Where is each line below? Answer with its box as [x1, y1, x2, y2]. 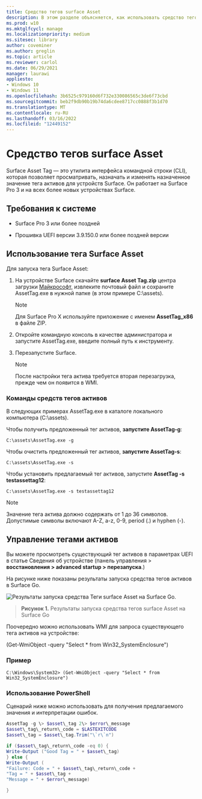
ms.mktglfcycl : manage [6, 25, 63, 32]
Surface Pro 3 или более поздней [14, 220, 100, 227]
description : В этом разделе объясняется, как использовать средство [6, 14, 185, 21]
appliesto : [6, 76, 34, 82]
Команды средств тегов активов [6, 393, 108, 402]
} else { [6, 754, 28, 760]
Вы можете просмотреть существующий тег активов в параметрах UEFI [6, 550, 194, 558]
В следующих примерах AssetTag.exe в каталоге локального [6, 407, 164, 415]
